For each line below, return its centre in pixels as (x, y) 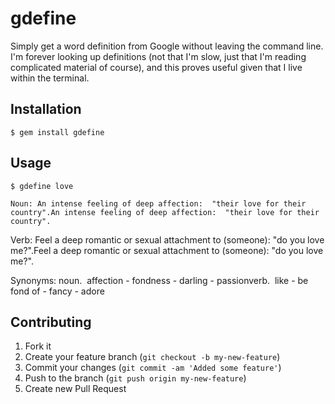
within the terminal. (50, 78)
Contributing (51, 322)
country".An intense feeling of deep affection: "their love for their (165, 212)
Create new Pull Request (75, 389)
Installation (46, 109)
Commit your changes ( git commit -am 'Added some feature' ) (153, 368)
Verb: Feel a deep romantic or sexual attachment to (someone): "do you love (167, 239)
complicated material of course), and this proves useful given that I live (156, 67)
